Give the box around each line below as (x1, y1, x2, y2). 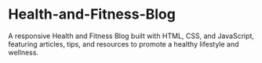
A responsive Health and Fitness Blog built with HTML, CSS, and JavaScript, (8, 31, 255, 40)
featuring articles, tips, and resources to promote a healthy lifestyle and (8, 39, 239, 48)
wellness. (8, 47, 39, 57)
